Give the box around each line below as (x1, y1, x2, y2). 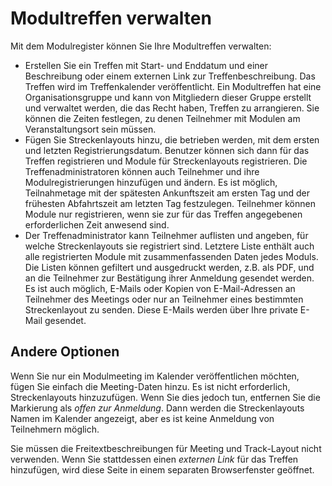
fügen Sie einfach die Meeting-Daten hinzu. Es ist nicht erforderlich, (10, 380, 291, 392)
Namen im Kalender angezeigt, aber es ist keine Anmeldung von (10, 412, 275, 424)
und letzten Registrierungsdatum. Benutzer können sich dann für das (24, 144, 310, 156)
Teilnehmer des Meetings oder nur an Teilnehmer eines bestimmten (24, 293, 304, 305)
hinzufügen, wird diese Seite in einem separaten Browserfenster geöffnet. (10, 463, 315, 476)
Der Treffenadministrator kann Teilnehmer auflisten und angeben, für (24, 229, 309, 241)
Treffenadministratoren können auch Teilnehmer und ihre (24, 165, 260, 177)
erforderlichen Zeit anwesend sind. (24, 218, 170, 231)
